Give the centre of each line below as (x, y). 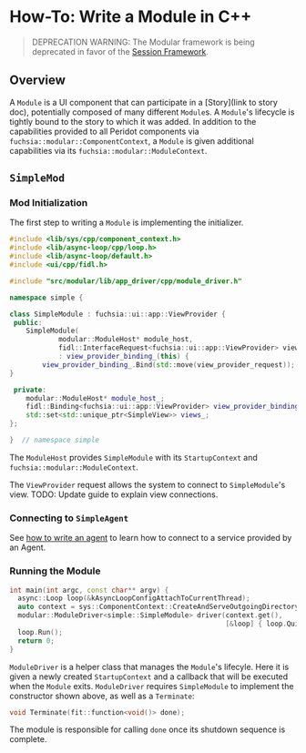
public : (28, 322)
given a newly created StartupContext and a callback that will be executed (149, 677)
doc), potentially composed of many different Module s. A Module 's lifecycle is (152, 112)
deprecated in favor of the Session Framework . (120, 51)
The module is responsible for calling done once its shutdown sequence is (148, 729)
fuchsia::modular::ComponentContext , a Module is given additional (132, 141)
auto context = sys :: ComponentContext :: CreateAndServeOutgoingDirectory (158, 607)
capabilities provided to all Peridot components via (104, 131)
